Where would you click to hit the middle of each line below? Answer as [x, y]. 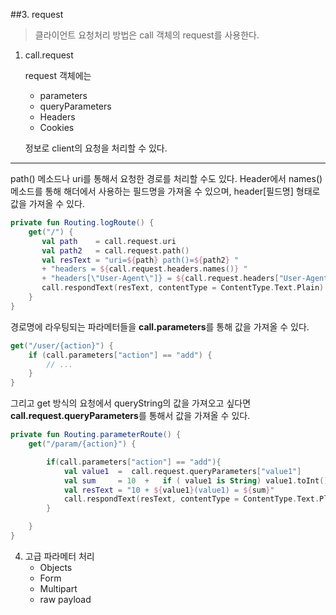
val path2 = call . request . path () [115, 250]
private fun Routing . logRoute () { [82, 223]
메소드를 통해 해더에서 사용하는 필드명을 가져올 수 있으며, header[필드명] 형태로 [165, 191]
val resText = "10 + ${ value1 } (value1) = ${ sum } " [169, 490]
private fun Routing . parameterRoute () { [96, 435]
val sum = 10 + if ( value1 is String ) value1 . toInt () [196, 480]
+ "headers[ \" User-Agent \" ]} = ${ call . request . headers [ [160, 279]
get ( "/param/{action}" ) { [82, 444]
